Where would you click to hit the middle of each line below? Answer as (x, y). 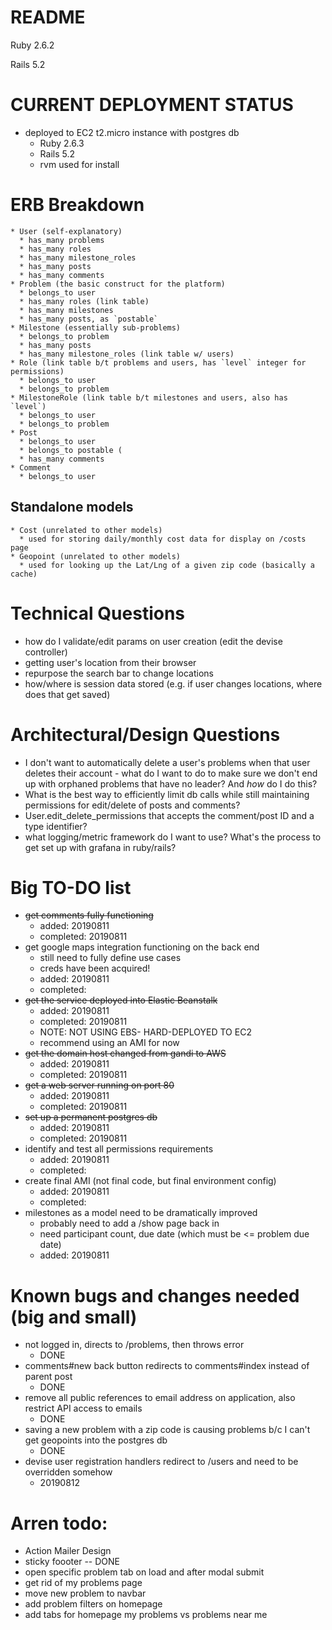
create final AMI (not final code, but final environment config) (150, 1181)
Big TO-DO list (71, 887)
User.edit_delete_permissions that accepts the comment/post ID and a (169, 815)
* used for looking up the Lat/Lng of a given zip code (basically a (167, 565)
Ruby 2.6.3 (62, 143)
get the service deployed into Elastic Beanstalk (121, 1000)
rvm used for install (79, 164)
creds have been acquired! (95, 968)
